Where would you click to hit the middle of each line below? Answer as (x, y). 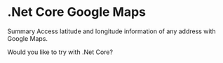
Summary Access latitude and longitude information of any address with (111, 31)
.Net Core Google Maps (76, 12)
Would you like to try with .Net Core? (60, 52)
